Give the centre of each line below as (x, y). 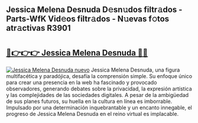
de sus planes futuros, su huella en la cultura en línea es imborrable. (89, 101)
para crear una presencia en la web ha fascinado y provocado (82, 82)
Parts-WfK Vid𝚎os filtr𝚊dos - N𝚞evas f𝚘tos (88, 19)
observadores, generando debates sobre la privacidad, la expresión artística (99, 89)
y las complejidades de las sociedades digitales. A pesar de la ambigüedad (98, 95)
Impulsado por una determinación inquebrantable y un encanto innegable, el (99, 108)
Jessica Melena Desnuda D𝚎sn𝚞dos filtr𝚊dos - (94, 10)
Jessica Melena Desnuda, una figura (135, 70)
